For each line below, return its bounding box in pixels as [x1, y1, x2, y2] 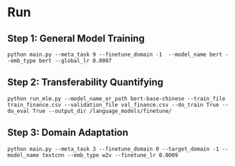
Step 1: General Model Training [7, 32, 145, 45]
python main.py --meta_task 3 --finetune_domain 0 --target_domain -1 [7, 146, 219, 153]
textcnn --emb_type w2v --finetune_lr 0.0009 [42, 151, 179, 159]
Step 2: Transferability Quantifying [7, 76, 164, 88]
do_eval [7, 107, 30, 114]
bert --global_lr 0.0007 [38, 57, 112, 64]
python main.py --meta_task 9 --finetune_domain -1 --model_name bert [7, 51, 222, 58]
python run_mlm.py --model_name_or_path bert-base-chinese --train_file [7, 95, 226, 102]
